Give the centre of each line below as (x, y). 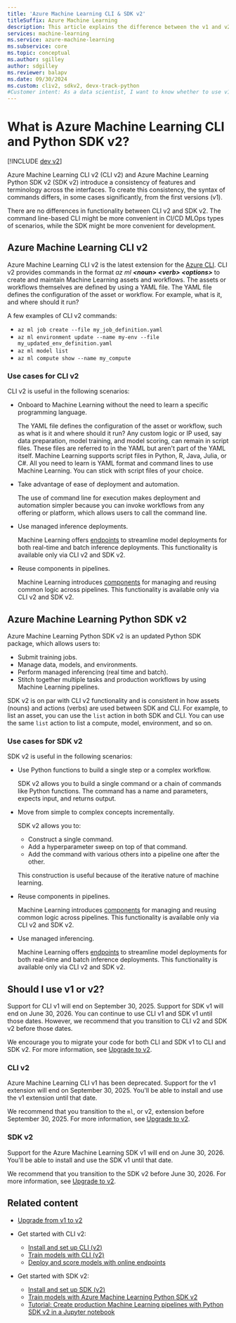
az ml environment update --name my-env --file (88, 337)
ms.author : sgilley (36, 60)
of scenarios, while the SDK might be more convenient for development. (112, 226)
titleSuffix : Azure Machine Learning (63, 20)
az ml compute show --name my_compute (74, 358)
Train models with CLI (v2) (66, 1255)
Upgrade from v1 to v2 (50, 1220)
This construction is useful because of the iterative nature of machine (118, 876)
